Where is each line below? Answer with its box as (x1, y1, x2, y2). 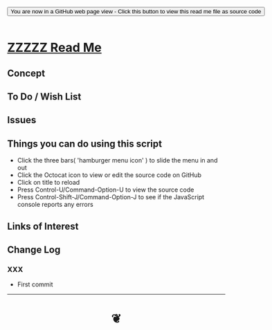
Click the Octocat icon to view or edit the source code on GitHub (17, 171, 202, 179)
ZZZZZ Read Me (7, 40, 102, 55)
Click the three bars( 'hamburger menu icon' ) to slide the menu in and (17, 156, 218, 165)
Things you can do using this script (7, 138, 163, 149)
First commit (17, 280, 53, 288)
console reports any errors (17, 201, 93, 209)
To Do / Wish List (7, 91, 82, 102)
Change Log (7, 244, 61, 255)
